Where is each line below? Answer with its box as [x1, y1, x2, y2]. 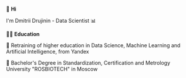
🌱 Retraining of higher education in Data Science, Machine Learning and [6, 42, 181, 49]
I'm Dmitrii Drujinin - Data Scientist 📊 [6, 17, 96, 24]
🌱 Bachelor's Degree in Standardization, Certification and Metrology [6, 59, 171, 66]
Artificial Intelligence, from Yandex [6, 48, 89, 55]
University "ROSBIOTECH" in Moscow [6, 66, 98, 72]
